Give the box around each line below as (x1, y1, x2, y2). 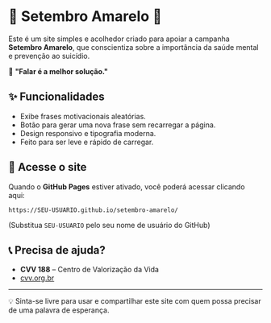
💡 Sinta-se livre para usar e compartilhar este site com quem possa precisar (8, 296, 261, 306)
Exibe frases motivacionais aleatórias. (19, 111, 147, 121)
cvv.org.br (19, 273, 55, 283)
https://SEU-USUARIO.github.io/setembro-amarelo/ (8, 205, 179, 214)
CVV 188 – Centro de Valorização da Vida (19, 265, 160, 275)
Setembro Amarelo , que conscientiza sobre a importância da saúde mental (8, 42, 259, 52)
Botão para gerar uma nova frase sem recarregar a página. (19, 120, 216, 130)
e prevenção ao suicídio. (8, 51, 90, 60)
